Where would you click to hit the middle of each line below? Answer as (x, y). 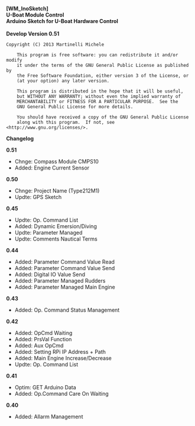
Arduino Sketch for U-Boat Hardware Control (62, 21)
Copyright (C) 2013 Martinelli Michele (55, 44)
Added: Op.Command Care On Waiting (62, 394)
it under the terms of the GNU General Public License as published (103, 65)
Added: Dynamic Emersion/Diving (56, 226)
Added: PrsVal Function (43, 339)
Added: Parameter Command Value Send (65, 268)
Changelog (20, 138)
